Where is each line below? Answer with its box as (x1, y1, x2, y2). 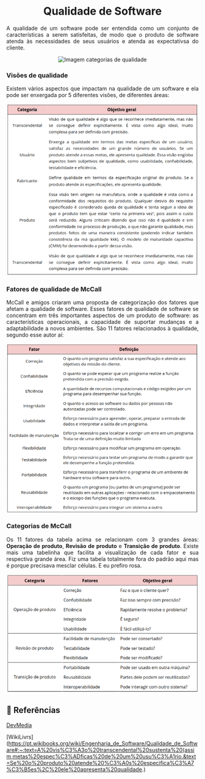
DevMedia (6, 721, 32, 728)
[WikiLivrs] (6, 733, 34, 741)
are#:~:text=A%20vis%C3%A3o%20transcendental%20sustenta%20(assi (6, 746, 195, 753)
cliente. (6, 44, 25, 51)
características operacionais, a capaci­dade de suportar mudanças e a (6, 318, 199, 326)
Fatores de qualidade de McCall (6, 285, 102, 293)
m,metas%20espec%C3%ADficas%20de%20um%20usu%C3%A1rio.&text (6, 753, 196, 760)
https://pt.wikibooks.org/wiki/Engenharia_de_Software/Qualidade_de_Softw (8, 739, 198, 747)
